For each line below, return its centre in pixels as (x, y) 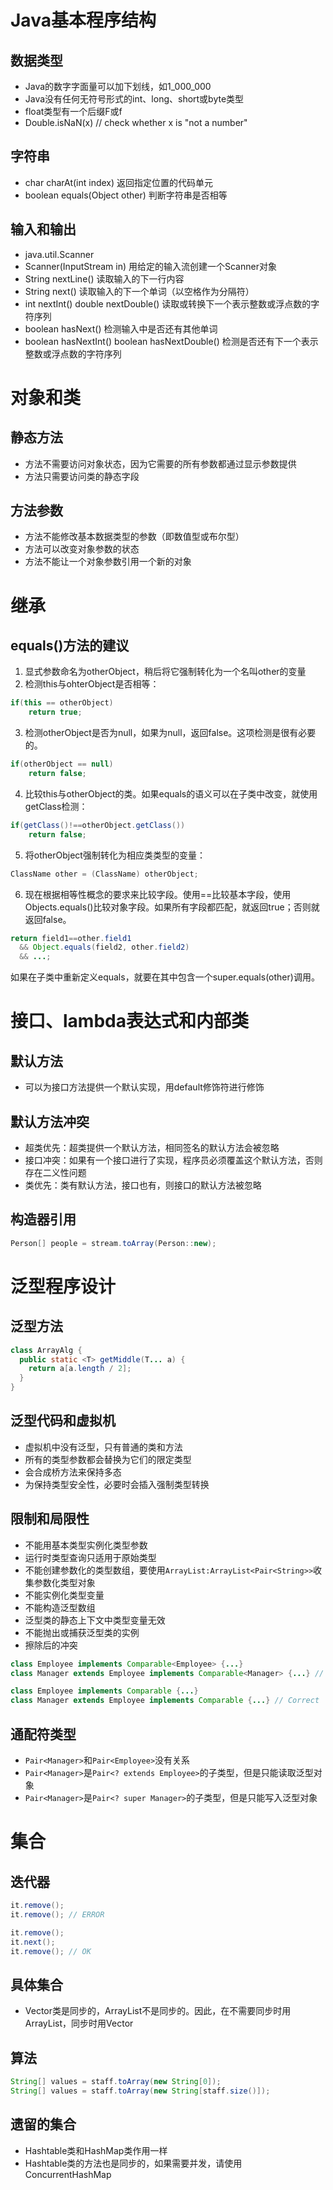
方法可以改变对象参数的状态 (82, 549)
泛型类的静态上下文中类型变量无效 (95, 1620)
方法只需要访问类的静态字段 (82, 476)
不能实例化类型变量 (64, 1595)
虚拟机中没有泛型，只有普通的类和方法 (103, 1447)
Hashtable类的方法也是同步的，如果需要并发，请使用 (133, 2163)
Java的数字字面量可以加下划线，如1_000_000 (118, 86)
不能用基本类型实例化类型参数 (86, 1545)
